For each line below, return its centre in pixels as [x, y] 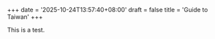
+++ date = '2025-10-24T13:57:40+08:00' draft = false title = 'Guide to [107, 10]
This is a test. [26, 30]
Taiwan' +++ [25, 17]
